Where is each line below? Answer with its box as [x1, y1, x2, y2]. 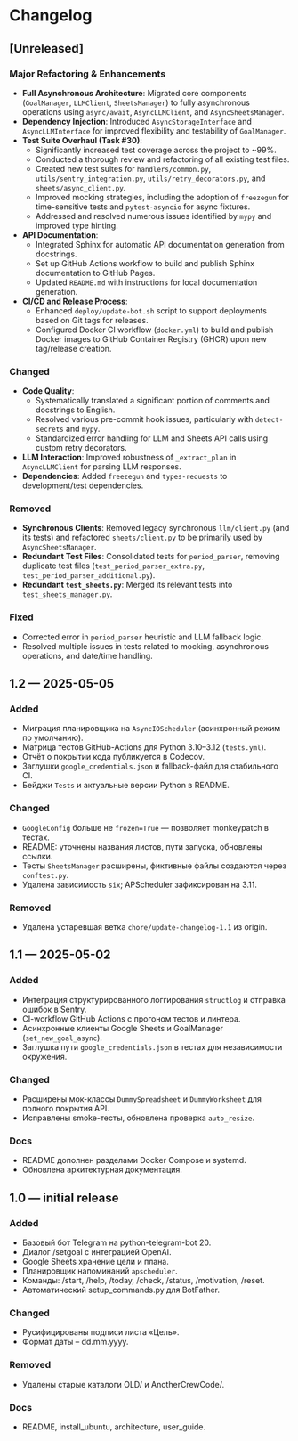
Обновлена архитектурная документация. [21, 1164, 182, 1176]
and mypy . [65, 424, 101, 435]
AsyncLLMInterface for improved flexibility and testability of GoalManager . [21, 126, 286, 136]
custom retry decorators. [35, 443, 127, 453]
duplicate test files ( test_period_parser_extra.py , [21, 560, 205, 571]
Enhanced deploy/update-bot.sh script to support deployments [35, 305, 267, 316]
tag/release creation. [35, 343, 112, 354]
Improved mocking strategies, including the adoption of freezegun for [35, 191, 289, 202]
